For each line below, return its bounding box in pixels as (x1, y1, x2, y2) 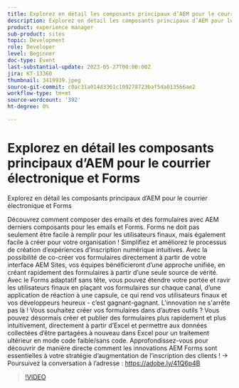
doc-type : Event (7, 57, 55, 64)
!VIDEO (24, 372, 46, 381)
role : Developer (7, 43, 55, 51)
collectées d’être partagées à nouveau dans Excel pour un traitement (7, 328, 210, 337)
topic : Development (7, 37, 65, 44)
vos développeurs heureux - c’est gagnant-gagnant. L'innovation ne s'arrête (7, 298, 230, 307)
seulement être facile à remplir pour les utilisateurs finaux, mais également (7, 230, 225, 238)
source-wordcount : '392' (7, 97, 81, 104)
